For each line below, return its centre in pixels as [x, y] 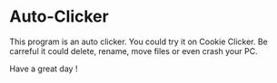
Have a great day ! [44, 69]
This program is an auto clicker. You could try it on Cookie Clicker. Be [138, 41]
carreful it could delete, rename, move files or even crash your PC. [134, 51]
